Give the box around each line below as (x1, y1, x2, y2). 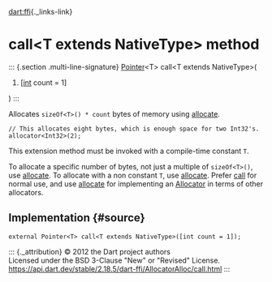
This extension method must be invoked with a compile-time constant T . (8, 146, 249, 156)
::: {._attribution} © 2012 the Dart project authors (8, 246, 171, 256)
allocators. (8, 187, 44, 197)
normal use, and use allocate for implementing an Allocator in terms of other (8, 178, 264, 189)
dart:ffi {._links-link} (8, 7, 73, 16)
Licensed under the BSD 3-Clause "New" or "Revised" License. (8, 255, 221, 265)
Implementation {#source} (8, 211, 146, 225)
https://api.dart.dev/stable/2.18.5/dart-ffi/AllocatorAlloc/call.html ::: (8, 263, 231, 274)
